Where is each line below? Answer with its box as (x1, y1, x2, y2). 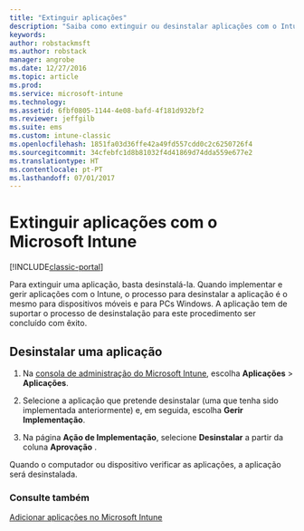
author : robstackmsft (9, 38, 91, 48)
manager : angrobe (9, 55, 75, 64)
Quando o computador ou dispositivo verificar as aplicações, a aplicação (9, 459, 282, 469)
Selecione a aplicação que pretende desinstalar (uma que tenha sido (22, 395, 279, 406)
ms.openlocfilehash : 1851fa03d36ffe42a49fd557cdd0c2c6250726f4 (9, 140, 253, 149)
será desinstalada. (9, 468, 79, 479)
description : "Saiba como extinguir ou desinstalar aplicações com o (9, 22, 278, 31)
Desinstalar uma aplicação (9, 343, 163, 359)
